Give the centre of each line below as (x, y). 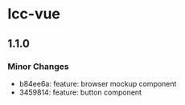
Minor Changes (38, 67)
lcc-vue (34, 14)
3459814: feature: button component (80, 92)
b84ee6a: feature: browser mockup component (98, 83)
